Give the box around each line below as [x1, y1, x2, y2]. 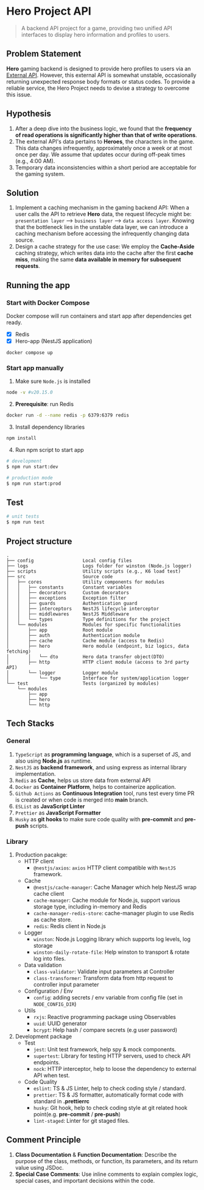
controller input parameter [33, 981, 99, 988]
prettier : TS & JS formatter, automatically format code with [33, 1091, 184, 1098]
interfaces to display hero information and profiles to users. [21, 31, 171, 38]
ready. [6, 319, 23, 326]
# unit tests [6, 513, 40, 520]
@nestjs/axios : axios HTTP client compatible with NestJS [33, 864, 177, 871]
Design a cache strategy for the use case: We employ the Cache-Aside [15, 243, 195, 250]
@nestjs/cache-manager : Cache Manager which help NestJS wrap [33, 883, 197, 891]
